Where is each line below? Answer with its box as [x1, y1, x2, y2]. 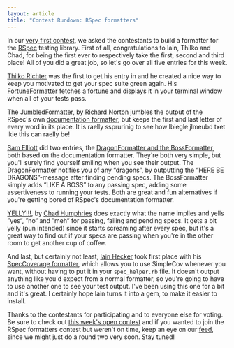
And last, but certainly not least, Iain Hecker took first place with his [7, 252, 202, 261]
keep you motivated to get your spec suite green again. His [7, 79, 177, 87]
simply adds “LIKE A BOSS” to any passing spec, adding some [7, 180, 187, 189]
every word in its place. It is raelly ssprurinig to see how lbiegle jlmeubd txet [7, 122, 226, 131]
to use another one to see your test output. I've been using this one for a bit [7, 282, 225, 290]
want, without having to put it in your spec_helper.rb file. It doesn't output [7, 267, 220, 275]
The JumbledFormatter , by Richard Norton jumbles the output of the [7, 108, 203, 116]
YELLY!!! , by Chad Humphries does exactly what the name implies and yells [7, 209, 225, 217]
